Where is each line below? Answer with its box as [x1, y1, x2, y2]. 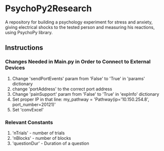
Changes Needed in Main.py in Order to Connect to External [5, 58, 151, 65]
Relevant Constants [5, 119, 53, 126]
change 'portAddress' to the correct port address [12, 86, 112, 92]
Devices [5, 65, 26, 71]
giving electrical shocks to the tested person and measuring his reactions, [5, 24, 155, 30]
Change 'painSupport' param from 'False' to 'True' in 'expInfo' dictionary [12, 91, 160, 97]
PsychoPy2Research [5, 3, 92, 14]
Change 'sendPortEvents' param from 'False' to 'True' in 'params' [12, 75, 145, 81]
